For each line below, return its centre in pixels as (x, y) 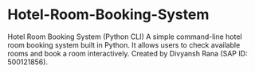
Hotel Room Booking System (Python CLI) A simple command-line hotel (125, 36)
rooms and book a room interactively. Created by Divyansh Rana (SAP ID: (127, 53)
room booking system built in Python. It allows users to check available (124, 44)
